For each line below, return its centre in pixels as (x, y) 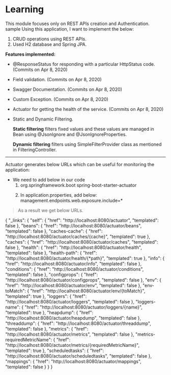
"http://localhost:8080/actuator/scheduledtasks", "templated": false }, (78, 356)
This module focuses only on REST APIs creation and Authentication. (78, 24)
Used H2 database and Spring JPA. (50, 44)
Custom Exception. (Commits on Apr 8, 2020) (60, 99)
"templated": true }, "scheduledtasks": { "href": (55, 350)
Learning (25, 9)
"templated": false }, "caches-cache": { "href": (54, 231)
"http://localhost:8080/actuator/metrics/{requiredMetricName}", (73, 345)
